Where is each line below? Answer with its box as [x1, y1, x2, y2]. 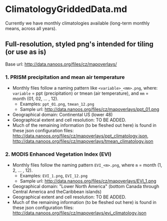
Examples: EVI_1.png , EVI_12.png [19, 173, 88, 179]
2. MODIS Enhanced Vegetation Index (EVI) [5, 150, 111, 157]
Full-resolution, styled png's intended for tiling [5, 40, 154, 49]
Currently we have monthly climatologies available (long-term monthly [5, 20, 150, 26]
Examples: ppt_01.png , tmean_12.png [19, 101, 94, 107]
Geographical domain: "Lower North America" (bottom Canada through [12, 183, 159, 189]
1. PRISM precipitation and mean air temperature [5, 74, 125, 81]
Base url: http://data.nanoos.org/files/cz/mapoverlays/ [5, 61, 117, 67]
